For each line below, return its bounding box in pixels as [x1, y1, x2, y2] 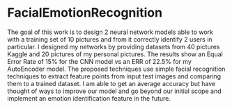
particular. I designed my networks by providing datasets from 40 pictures [7, 42, 221, 51]
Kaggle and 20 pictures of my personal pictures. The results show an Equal [7, 50, 223, 58]
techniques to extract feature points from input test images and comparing [7, 72, 222, 81]
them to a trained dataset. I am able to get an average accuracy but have [7, 79, 216, 87]
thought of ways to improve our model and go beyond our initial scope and [7, 87, 222, 95]
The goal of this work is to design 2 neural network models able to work [7, 28, 214, 36]
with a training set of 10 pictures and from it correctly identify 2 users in [7, 35, 212, 43]
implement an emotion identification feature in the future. [7, 94, 171, 102]
